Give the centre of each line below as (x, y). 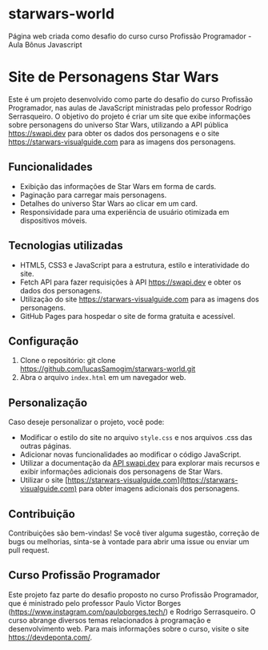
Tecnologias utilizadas (66, 246)
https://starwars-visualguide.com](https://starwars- (153, 480)
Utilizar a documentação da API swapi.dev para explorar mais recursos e (140, 463)
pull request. (29, 550)
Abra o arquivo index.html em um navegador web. (103, 377)
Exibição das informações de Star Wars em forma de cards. (118, 186)
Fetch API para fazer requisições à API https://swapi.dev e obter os (130, 282)
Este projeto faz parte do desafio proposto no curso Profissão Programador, (134, 595)
